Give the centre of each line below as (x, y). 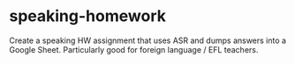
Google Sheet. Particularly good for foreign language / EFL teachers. (134, 49)
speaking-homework (87, 16)
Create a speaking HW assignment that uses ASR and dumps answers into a (148, 40)
